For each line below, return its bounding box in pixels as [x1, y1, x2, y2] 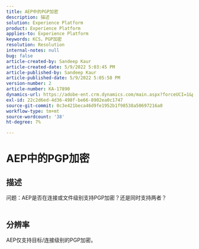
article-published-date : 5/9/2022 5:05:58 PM [6, 75, 120, 81]
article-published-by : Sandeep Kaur [6, 70, 97, 75]
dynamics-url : [6, 92, 41, 97]
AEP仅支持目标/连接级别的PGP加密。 [6, 236, 97, 244]
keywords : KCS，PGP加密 [6, 36, 62, 42]
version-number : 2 [6, 81, 52, 87]
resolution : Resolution [6, 42, 65, 48]
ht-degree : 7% [6, 119, 41, 125]
